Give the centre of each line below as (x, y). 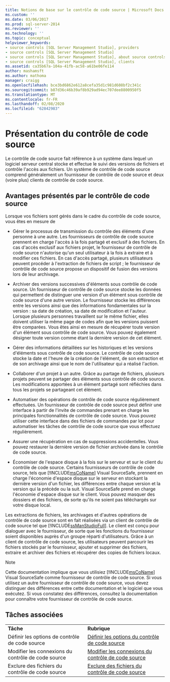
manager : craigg (22, 80)
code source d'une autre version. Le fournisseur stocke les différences (86, 300)
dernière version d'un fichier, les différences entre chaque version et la (87, 483)
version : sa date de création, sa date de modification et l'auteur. (80, 311)
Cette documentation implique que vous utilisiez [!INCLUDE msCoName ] (80, 572)
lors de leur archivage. (36, 274)
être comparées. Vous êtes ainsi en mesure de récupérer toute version (86, 327)
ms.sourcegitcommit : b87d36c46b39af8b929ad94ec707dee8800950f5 (73, 90)
